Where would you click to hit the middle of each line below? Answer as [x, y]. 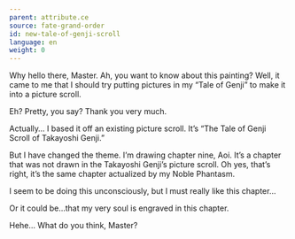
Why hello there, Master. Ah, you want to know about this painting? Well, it [145, 75]
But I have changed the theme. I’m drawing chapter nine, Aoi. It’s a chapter [145, 155]
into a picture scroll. [45, 95]
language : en [33, 42]
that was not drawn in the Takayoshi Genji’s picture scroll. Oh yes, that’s [140, 165]
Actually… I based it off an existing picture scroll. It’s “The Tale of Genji [138, 128]
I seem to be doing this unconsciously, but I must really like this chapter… [143, 191]
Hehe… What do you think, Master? [74, 226]
